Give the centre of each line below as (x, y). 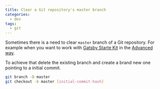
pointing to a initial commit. (33, 68)
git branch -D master (28, 77)
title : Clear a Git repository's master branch (56, 10)
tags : (11, 24)
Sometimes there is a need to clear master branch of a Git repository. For (80, 42)
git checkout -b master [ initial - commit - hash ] (54, 82)
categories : (17, 14)
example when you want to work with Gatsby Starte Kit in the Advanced (79, 48)
